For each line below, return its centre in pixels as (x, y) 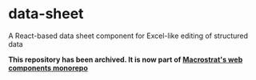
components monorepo (48, 67)
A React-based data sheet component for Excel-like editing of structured (128, 36)
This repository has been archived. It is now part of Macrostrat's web (126, 59)
